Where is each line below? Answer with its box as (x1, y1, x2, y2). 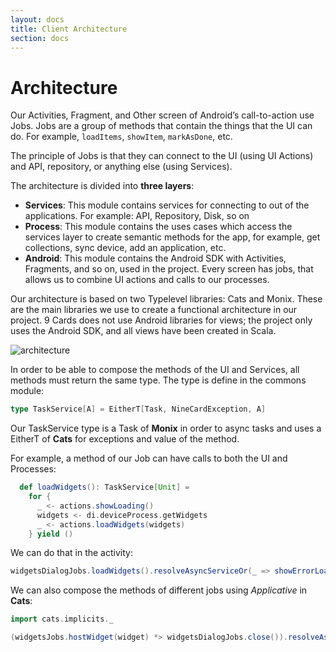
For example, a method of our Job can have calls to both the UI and (10, 452, 288, 465)
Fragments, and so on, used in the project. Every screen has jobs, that (24, 263, 314, 275)
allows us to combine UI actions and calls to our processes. (24, 274, 270, 286)
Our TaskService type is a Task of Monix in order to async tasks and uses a (10, 422, 322, 435)
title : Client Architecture (10, 24, 128, 34)
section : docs (10, 33, 70, 43)
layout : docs (10, 14, 65, 25)
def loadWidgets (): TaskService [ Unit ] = (19, 482, 190, 493)
